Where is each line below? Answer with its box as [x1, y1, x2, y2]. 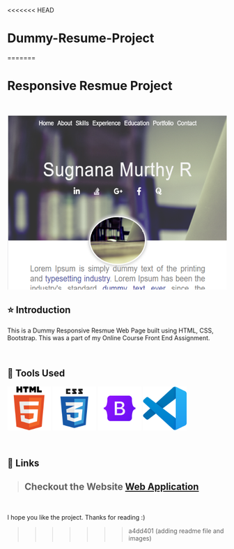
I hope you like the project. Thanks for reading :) [7, 513, 146, 521]
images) [128, 534, 152, 542]
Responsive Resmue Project [7, 78, 173, 94]
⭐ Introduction [7, 304, 71, 316]
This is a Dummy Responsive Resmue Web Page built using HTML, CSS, [7, 326, 214, 335]
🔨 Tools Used [7, 367, 65, 379]
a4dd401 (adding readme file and [128, 527, 224, 535]
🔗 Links [7, 457, 40, 469]
